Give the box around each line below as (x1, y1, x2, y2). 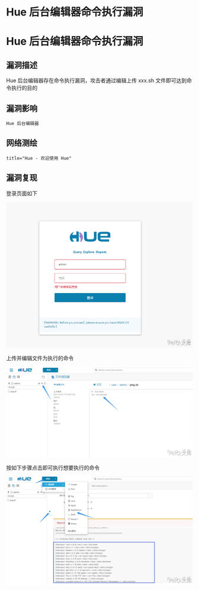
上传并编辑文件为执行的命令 (6, 355, 74, 362)
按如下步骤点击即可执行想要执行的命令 (6, 464, 99, 471)
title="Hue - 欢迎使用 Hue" (6, 155, 72, 161)
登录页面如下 (6, 190, 37, 197)
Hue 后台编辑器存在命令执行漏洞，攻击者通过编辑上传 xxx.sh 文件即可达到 (6, 77, 187, 84)
